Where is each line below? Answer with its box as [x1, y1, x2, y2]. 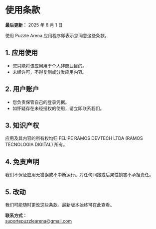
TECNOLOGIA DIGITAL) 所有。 [5, 141, 68, 147]
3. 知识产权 [5, 121, 39, 129]
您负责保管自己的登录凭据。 [12, 99, 70, 105]
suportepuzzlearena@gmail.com [5, 218, 72, 224]
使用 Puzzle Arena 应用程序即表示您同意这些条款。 [5, 32, 110, 38]
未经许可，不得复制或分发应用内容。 [12, 69, 87, 75]
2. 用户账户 [5, 85, 39, 94]
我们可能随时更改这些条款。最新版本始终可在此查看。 [5, 202, 115, 208]
